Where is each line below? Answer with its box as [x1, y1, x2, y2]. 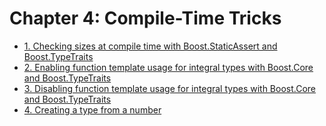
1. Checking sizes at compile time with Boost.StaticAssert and [23, 40, 278, 52]
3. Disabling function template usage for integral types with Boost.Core [23, 82, 317, 94]
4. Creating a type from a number [23, 103, 162, 116]
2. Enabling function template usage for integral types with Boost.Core [23, 61, 314, 73]
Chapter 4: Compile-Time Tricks [9, 7, 282, 30]
